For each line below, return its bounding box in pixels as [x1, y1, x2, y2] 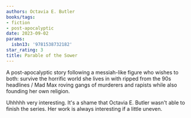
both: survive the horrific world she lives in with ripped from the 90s [6, 75, 172, 82]
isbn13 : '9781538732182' [11, 42, 73, 48]
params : [6, 36, 25, 42]
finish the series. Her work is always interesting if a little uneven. [6, 105, 163, 112]
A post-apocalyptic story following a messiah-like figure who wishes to [6, 68, 179, 76]
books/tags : [6, 14, 35, 20]
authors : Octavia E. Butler [6, 8, 75, 15]
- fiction [6, 19, 31, 25]
